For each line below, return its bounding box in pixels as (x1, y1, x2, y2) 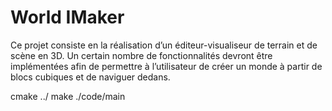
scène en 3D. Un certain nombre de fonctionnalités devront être (10, 49, 273, 61)
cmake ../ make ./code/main (10, 90, 126, 102)
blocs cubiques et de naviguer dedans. (10, 71, 171, 83)
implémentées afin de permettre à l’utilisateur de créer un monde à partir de (10, 60, 323, 72)
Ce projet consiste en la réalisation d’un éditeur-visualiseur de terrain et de (10, 39, 318, 51)
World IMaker (10, 6, 125, 29)
